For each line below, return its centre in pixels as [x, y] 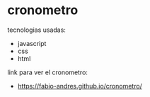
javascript [32, 43]
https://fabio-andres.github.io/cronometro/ [80, 86]
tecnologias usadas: [36, 30]
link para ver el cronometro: [48, 72]
